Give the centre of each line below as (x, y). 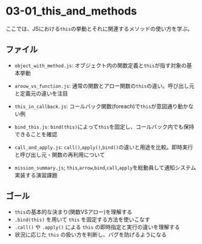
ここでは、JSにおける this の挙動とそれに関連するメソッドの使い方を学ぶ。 (99, 28)
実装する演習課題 (36, 175)
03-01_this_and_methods (71, 11)
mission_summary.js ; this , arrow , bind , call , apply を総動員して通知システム (105, 167)
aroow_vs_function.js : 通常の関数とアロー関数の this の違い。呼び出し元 (104, 85)
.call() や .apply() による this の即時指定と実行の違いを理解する (97, 227)
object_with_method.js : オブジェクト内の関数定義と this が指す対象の (100, 65)
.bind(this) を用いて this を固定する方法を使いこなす (82, 219)
